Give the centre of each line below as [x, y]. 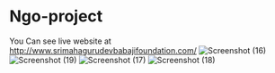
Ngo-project [56, 16]
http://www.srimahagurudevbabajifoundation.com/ [103, 50]
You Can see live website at [61, 41]
